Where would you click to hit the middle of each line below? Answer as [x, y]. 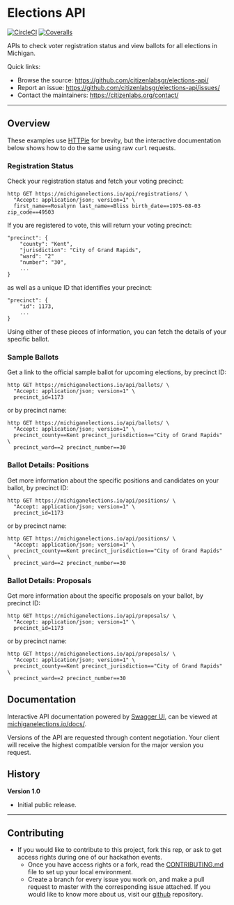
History [24, 774]
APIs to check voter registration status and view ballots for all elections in [112, 45]
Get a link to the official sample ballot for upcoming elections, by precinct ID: [117, 372]
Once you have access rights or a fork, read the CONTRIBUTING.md [126, 864]
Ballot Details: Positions [48, 465]
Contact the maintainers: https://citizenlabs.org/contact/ [98, 95]
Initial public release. [47, 804]
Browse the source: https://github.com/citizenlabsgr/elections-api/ [113, 80]
